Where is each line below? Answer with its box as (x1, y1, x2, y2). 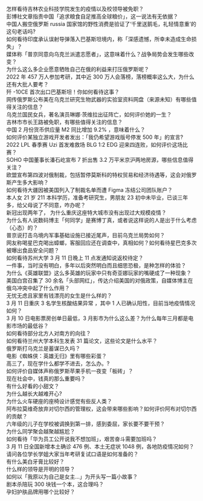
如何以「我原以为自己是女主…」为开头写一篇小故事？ (6, 473, 138, 480)
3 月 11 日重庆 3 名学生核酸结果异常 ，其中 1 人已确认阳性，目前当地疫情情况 (6, 299, 195, 307)
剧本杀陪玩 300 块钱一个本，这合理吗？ (6, 480, 105, 488)
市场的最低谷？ (11, 322, 49, 329)
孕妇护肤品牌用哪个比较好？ (6, 488, 76, 495)
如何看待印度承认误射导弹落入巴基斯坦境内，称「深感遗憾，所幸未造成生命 (6, 36, 192, 42)
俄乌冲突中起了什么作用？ (6, 284, 70, 292)
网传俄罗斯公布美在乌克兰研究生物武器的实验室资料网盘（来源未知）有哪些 (6, 96, 192, 103)
